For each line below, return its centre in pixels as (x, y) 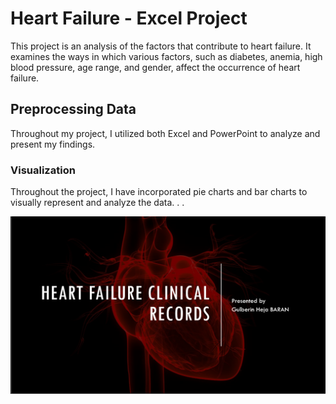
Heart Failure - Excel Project (129, 18)
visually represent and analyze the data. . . (97, 203)
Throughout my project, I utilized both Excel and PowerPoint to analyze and (165, 133)
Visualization (43, 170)
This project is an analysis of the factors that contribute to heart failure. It (161, 46)
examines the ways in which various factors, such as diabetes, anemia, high (166, 56)
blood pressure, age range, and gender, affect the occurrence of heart (155, 67)
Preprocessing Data (73, 109)
